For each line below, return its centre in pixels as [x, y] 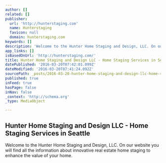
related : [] [17, 14]
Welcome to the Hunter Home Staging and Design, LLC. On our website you [82, 145]
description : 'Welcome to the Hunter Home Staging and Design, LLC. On [80, 46]
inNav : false [19, 92]
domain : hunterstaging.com [37, 37]
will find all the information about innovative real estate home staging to [78, 150]
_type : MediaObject [25, 101]
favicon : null [24, 33]
